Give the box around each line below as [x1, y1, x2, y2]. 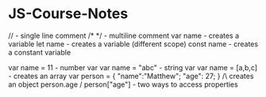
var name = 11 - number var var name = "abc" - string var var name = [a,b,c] [8, 62, 258, 72]
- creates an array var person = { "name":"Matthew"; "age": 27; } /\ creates [8, 71, 254, 80]
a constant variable [8, 47, 71, 57]
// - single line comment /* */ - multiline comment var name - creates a [8, 31, 240, 40]
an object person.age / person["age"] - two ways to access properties [8, 80, 238, 89]
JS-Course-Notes [8, 5, 129, 23]
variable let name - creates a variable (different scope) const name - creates [8, 39, 259, 48]
